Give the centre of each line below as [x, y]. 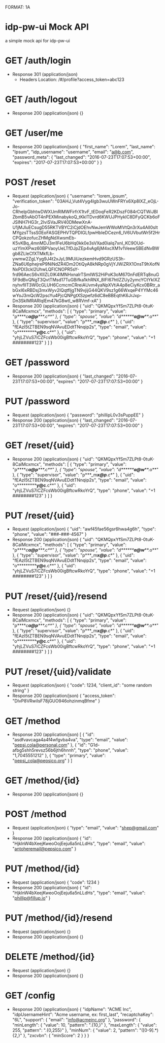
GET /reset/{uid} [40, 445]
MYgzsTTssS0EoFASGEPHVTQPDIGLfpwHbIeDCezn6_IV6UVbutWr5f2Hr [86, 232]
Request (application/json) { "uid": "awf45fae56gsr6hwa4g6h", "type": [84, 529]
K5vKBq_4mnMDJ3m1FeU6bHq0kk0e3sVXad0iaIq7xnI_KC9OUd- [79, 243]
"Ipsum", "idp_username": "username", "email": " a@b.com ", [73, 152]
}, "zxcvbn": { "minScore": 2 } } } [56, 1035]
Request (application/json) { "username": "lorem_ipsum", [70, 196]
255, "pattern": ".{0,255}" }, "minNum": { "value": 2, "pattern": [75, 1030]
